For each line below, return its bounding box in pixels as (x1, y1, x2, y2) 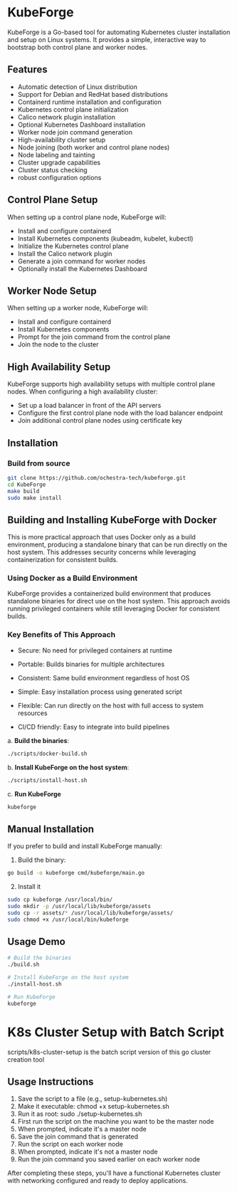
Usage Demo (7, 935, 65, 947)
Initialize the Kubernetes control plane (17, 241, 130, 250)
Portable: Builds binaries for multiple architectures (17, 660, 165, 668)
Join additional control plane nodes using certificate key (17, 416, 183, 425)
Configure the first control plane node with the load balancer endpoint (17, 408, 223, 417)
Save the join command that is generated (17, 1132, 139, 1141)
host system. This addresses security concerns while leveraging (7, 548, 196, 557)
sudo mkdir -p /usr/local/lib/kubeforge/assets (7, 902, 152, 909)
